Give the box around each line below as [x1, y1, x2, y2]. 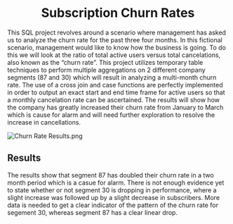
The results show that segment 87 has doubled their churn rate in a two [7, 170, 214, 179]
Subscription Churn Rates [41, 5, 195, 21]
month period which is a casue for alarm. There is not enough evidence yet [7, 178, 225, 187]
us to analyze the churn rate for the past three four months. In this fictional [7, 35, 222, 44]
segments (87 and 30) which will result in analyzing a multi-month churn [7, 73, 217, 82]
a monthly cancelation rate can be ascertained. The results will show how [7, 95, 220, 104]
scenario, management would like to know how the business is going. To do [7, 43, 227, 51]
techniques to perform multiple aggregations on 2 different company [7, 66, 206, 74]
